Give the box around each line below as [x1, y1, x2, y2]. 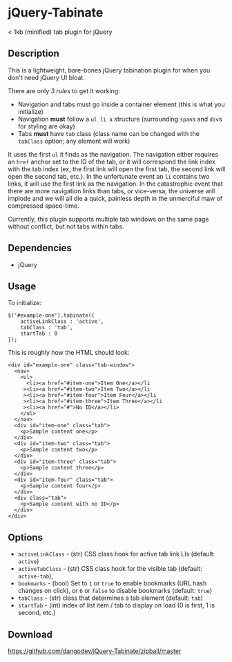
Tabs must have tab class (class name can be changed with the [17, 129, 200, 137]
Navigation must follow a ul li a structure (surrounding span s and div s [17, 115, 223, 123]
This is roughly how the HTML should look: [8, 349, 130, 357]
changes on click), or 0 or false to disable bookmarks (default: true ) [17, 587, 213, 595]
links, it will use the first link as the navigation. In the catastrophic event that [8, 179, 223, 188]
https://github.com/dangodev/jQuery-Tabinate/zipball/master [8, 647, 182, 655]
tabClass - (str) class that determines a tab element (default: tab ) [17, 594, 203, 602]
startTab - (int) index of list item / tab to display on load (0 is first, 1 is [17, 601, 215, 610]
